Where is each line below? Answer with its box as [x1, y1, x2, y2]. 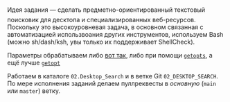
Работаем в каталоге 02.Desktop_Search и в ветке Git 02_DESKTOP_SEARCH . [7, 72, 218, 80]
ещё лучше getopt [7, 58, 61, 67]
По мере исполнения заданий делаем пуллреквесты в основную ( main [7, 79, 217, 87]
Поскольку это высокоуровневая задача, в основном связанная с [7, 23, 204, 31]
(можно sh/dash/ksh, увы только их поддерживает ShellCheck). [7, 37, 195, 46]
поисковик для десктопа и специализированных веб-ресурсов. [7, 16, 196, 24]
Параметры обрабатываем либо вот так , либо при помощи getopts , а [7, 51, 213, 59]
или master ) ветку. [7, 87, 61, 95]
